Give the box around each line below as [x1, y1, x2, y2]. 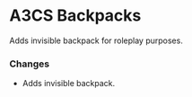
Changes [9, 57, 50, 70]
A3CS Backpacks [9, 5, 142, 26]
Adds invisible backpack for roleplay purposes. [9, 35, 184, 46]
